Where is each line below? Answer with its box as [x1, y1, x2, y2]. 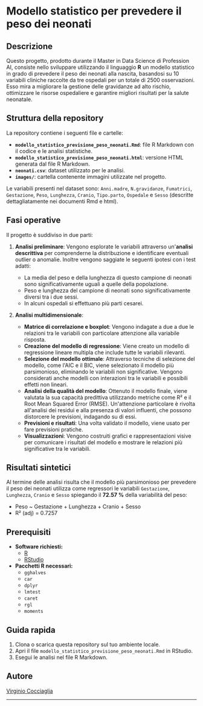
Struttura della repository [6, 113, 104, 123]
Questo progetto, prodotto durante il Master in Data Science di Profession [6, 57, 189, 64]
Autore [6, 671, 33, 681]
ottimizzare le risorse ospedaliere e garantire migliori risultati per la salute [6, 89, 189, 96]
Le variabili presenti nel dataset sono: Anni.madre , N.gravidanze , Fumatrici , [6, 184, 192, 192]
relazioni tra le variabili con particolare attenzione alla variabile [24, 329, 180, 337]
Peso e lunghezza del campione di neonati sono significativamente [24, 287, 191, 294]
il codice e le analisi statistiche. [14, 147, 92, 155]
